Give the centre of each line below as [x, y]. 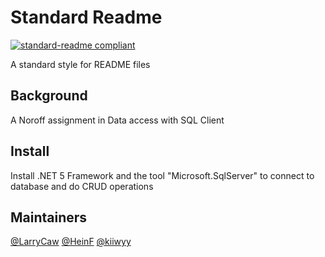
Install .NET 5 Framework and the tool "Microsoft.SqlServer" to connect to [162, 175]
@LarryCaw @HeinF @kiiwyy [71, 242]
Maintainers [49, 217]
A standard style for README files [80, 64]
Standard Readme [86, 17]
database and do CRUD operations [82, 186]
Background [49, 96]
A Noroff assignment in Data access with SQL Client [117, 120]
